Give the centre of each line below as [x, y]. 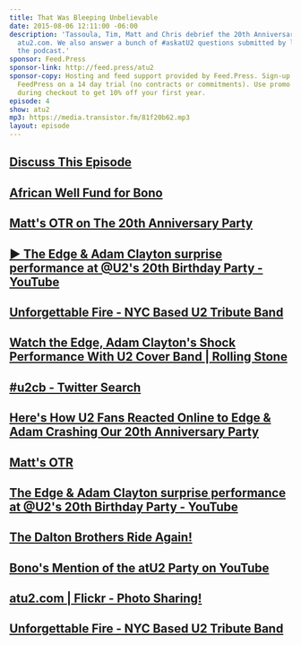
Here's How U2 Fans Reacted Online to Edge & [140, 418]
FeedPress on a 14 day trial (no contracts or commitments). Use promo [154, 84]
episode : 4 [30, 101]
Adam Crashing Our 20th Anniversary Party [134, 432]
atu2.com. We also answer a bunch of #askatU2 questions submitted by [152, 43]
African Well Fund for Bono [86, 192]
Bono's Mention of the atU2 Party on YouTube [139, 567]
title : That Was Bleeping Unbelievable [84, 17]
